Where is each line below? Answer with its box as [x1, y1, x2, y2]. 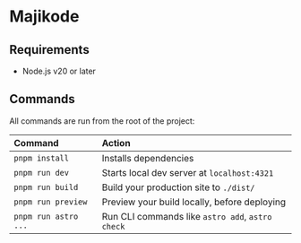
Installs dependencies [101, 152, 194, 164]
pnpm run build [13, 182, 79, 192]
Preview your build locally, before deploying [101, 195, 287, 208]
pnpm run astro [13, 211, 79, 221]
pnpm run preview [13, 196, 88, 207]
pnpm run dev [13, 168, 70, 178]
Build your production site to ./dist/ [101, 181, 255, 194]
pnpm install [13, 152, 70, 163]
